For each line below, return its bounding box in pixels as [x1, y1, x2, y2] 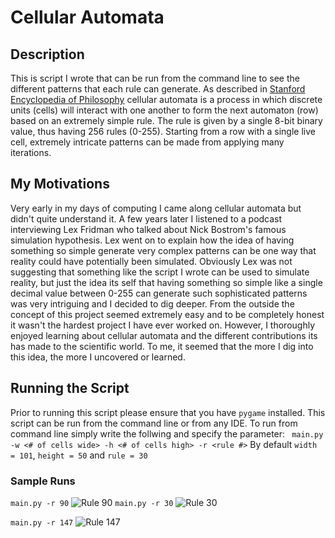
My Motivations [10, 176, 110, 193]
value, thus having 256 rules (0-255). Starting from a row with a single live [10, 126, 316, 137]
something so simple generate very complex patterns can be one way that [10, 244, 317, 256]
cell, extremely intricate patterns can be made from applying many [10, 136, 285, 148]
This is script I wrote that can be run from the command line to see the [10, 72, 300, 84]
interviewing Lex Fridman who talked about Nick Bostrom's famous [10, 223, 287, 235]
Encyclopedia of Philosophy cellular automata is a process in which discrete [10, 94, 323, 105]
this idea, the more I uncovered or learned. [10, 351, 186, 363]
